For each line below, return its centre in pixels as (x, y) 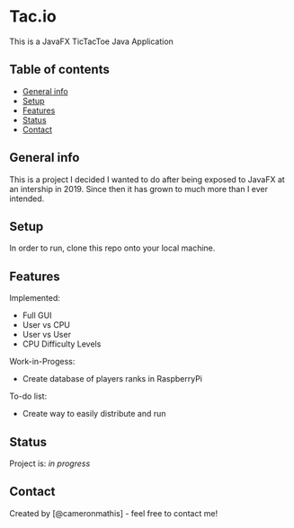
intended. (27, 198)
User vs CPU (46, 325)
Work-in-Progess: (42, 362)
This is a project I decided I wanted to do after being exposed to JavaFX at (147, 179)
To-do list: (28, 396)
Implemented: (35, 298)
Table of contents (59, 70)
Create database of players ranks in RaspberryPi (112, 379)
